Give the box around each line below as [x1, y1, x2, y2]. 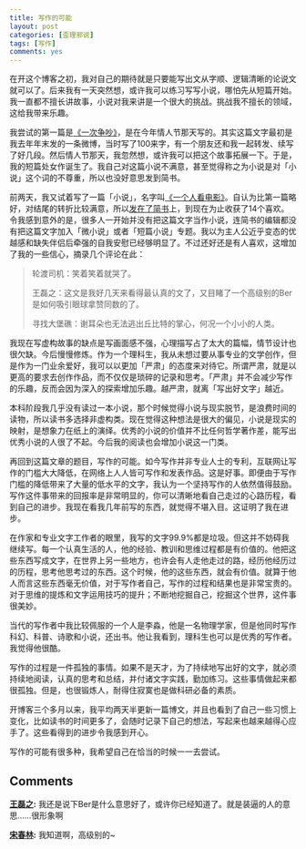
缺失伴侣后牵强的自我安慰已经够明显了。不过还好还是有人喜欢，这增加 [33, 238, 297, 249]
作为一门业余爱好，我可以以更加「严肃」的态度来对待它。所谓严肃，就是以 [16, 361, 297, 372]
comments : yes [9, 47, 64, 56]
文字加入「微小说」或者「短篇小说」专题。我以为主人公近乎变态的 [40, 226, 289, 237]
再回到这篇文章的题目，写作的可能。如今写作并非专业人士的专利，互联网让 [9, 456, 289, 467]
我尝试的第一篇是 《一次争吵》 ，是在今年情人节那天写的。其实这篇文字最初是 [9, 127, 293, 138]
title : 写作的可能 [9, 13, 73, 23]
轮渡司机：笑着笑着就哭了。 [31, 268, 137, 279]
